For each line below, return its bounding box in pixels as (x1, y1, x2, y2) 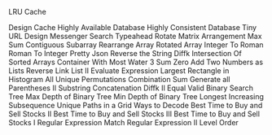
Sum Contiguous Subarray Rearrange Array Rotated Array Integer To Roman (8, 40, 264, 50)
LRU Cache (8, 7, 46, 16)
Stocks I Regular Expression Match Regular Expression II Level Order (8, 118, 239, 127)
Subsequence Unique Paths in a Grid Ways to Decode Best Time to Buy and (8, 101, 263, 110)
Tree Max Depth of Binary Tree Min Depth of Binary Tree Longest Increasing (8, 92, 265, 101)
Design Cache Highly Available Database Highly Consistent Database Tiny (8, 23, 257, 32)
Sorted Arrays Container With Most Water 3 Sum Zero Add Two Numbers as (8, 57, 263, 67)
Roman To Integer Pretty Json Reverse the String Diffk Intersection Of (8, 49, 242, 58)
